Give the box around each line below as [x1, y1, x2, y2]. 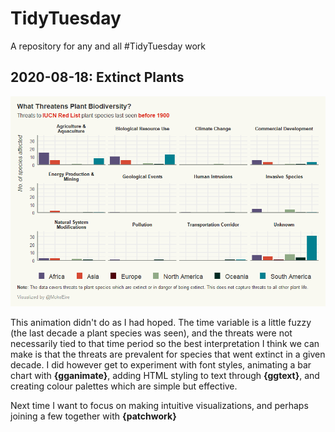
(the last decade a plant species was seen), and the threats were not [10, 327, 293, 339]
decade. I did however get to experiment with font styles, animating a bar [10, 358, 312, 371]
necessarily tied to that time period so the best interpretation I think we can [10, 337, 320, 349]
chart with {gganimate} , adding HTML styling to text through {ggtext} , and [10, 369, 320, 381]
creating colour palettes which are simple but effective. [10, 380, 238, 392]
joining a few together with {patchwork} [10, 410, 177, 422]
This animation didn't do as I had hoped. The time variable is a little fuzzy [10, 316, 312, 328]
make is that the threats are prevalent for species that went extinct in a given [10, 348, 326, 360]
